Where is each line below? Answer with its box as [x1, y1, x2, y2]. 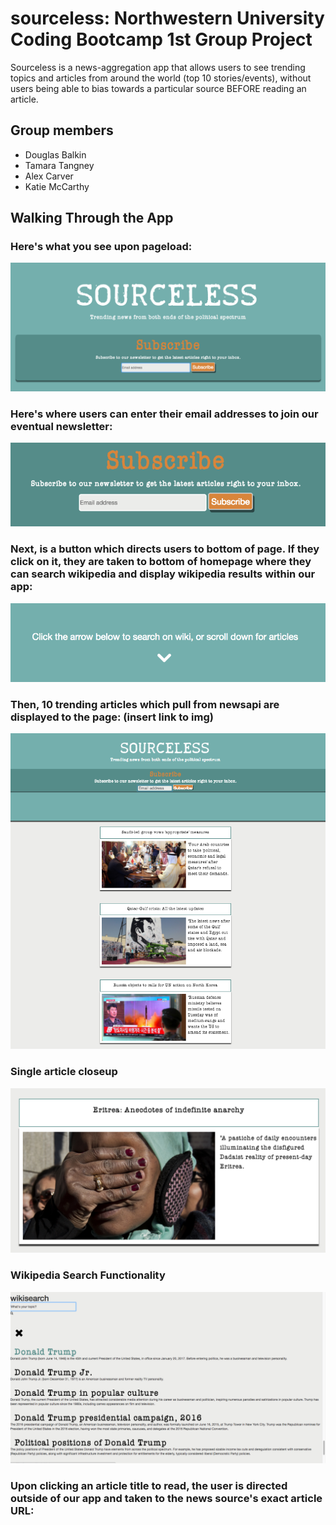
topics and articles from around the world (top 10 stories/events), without [10, 72, 312, 84]
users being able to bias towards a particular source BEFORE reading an [10, 82, 307, 94]
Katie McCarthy [24, 180, 90, 192]
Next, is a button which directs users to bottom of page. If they [10, 542, 320, 556]
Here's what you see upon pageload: [10, 240, 193, 254]
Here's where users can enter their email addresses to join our [10, 407, 319, 421]
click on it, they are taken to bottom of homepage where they [10, 555, 312, 569]
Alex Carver [24, 170, 74, 182]
